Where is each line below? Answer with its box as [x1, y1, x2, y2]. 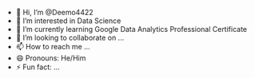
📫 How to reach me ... [15, 42, 90, 51]
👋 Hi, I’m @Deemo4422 [15, 8, 94, 17]
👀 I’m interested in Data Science [15, 16, 122, 25]
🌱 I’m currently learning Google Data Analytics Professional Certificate [15, 25, 248, 33]
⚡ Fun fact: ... [15, 62, 60, 72]
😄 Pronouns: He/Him [15, 53, 86, 63]
